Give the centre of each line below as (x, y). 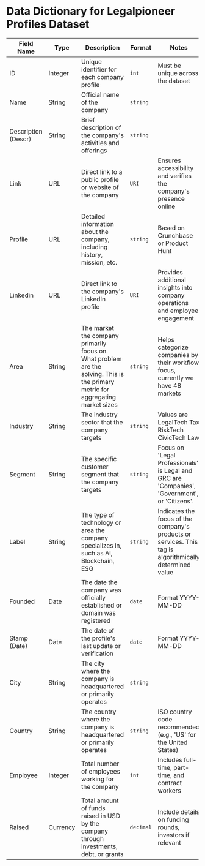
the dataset (174, 81)
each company (103, 77)
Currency (62, 827)
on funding (173, 819)
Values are (173, 415)
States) (168, 750)
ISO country (175, 712)
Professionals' (178, 462)
